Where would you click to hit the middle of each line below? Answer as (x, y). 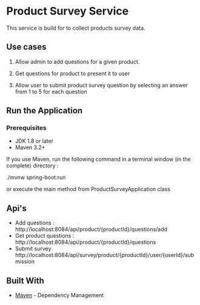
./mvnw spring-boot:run (36, 178)
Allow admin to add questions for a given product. (77, 61)
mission (25, 261)
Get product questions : (45, 236)
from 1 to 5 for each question (51, 92)
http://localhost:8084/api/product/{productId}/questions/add (91, 229)
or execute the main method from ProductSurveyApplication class (88, 189)
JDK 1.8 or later (34, 141)
